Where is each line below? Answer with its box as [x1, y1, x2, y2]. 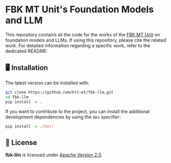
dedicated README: [5, 48, 48, 54]
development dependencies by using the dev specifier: [5, 114, 121, 120]
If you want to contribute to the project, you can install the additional [5, 108, 150, 115]
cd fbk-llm [5, 94, 29, 100]
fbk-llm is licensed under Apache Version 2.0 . [5, 152, 103, 158]
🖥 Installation [5, 63, 48, 73]
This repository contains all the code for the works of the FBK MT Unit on [5, 31, 160, 38]
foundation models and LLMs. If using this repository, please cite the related [5, 37, 166, 43]
